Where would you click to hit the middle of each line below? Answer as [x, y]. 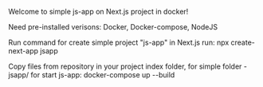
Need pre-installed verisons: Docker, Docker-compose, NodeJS [113, 27]
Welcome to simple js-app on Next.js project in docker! [98, 12]
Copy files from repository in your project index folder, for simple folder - [128, 66]
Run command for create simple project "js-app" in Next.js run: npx [119, 42]
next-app [23, 51]
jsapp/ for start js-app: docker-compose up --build [92, 75]
